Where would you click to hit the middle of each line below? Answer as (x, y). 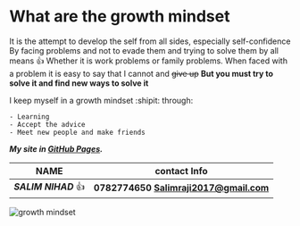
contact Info (181, 171)
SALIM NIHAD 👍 (50, 187)
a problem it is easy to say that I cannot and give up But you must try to (142, 73)
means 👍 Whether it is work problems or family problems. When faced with (149, 61)
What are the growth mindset (120, 17)
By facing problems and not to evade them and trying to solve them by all (144, 50)
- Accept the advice (48, 124)
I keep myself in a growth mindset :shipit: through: (101, 100)
